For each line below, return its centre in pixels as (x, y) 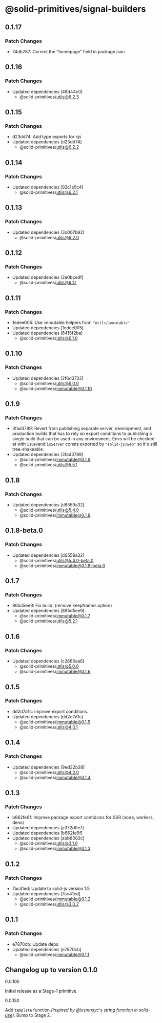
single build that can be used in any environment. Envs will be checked (83, 439)
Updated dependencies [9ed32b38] (48, 767)
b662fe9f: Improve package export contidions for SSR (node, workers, (83, 818)
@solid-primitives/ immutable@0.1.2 (55, 899)
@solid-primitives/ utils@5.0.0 (49, 666)
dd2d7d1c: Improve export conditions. (50, 711)
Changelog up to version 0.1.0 (51, 970)
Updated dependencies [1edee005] (48, 328)
